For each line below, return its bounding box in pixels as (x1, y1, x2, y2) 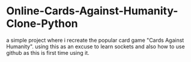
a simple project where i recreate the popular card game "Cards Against (6, 36, 184, 44)
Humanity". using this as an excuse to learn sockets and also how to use (6, 43, 185, 50)
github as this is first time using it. (6, 49, 90, 56)
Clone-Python (6, 17, 78, 30)
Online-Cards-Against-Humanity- (6, 4, 178, 18)
